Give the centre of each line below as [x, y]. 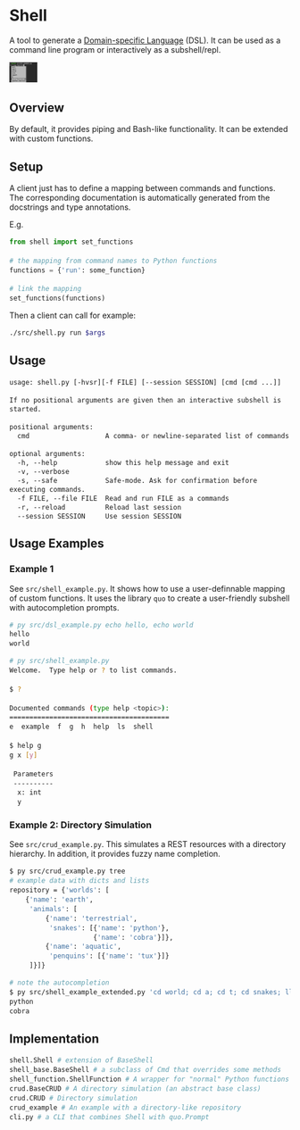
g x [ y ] [24, 755]
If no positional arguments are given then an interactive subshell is [145, 400]
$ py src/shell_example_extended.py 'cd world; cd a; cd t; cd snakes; [145, 992]
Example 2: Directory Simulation [81, 825]
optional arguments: [48, 453]
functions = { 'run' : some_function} [77, 270]
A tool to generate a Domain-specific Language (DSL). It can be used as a [145, 40]
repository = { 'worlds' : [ [59, 890]
